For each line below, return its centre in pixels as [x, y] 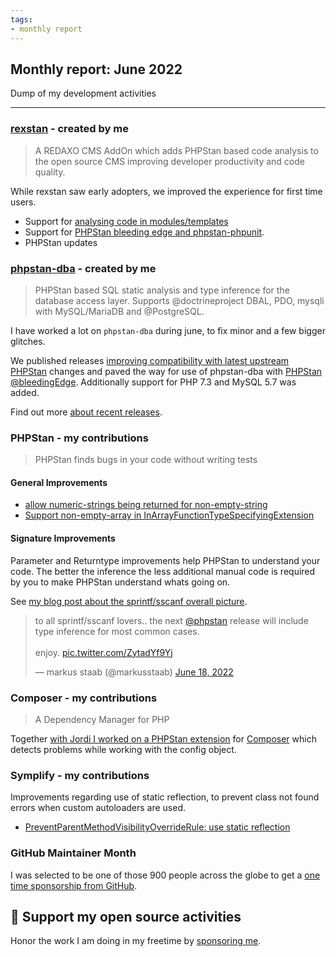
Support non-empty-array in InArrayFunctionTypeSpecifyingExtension [169, 515]
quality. [50, 172]
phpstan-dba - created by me [83, 268]
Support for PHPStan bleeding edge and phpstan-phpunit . [144, 232]
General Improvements [59, 482]
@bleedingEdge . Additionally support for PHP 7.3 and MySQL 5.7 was [153, 382]
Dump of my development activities [83, 93]
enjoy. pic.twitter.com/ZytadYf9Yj [103, 652]
